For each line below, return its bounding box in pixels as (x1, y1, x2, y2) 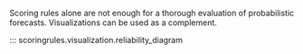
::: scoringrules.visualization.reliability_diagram (9, 35, 184, 45)
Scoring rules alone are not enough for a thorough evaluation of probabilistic (9, 8, 295, 18)
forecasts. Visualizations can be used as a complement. (9, 17, 217, 28)
